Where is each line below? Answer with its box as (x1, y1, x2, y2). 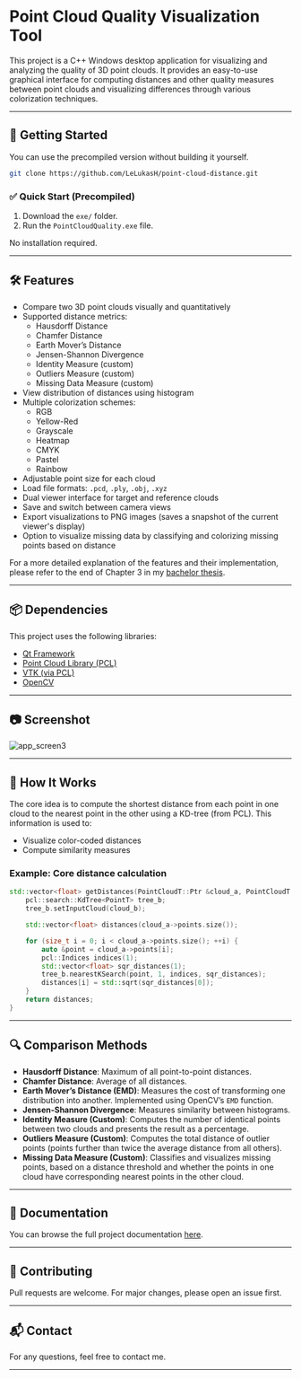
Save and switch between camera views (21, 501, 172, 513)
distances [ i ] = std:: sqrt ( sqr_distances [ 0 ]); (41, 979, 215, 988)
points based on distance (21, 540, 116, 550)
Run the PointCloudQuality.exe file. (21, 220, 154, 231)
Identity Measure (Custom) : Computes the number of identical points (21, 1113, 280, 1124)
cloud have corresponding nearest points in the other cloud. (21, 1171, 245, 1181)
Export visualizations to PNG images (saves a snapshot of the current (21, 511, 279, 522)
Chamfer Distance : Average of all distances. (21, 1076, 187, 1086)
